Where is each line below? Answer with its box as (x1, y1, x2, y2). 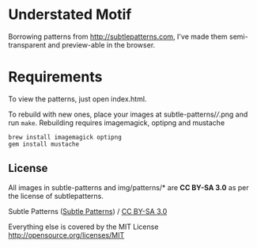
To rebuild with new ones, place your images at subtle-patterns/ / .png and (8, 109, 248, 119)
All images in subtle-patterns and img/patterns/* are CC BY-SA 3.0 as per (8, 182, 249, 192)
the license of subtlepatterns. (8, 191, 104, 200)
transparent (8, 40, 46, 49)
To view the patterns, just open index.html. (8, 93, 147, 104)
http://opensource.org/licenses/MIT (8, 230, 125, 239)
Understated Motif (8, 6, 132, 24)
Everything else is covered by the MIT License (8, 222, 159, 231)
